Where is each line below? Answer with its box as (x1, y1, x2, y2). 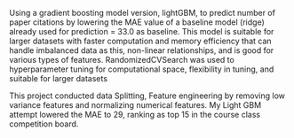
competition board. (9, 119, 79, 129)
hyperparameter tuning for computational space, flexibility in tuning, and (9, 64, 274, 74)
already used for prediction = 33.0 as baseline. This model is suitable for (9, 27, 274, 36)
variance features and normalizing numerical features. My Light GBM (9, 100, 262, 110)
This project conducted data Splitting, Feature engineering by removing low (9, 90, 286, 101)
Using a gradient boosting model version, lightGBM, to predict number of (9, 8, 275, 18)
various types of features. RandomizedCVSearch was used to (9, 55, 235, 65)
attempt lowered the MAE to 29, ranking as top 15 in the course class (9, 110, 260, 119)
